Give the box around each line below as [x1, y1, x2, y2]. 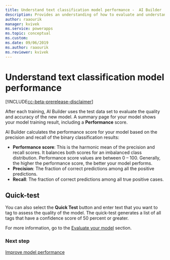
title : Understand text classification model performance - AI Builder [5, 7, 162, 13]
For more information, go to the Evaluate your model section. [5, 225, 132, 231]
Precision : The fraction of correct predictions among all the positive [12, 166, 154, 172]
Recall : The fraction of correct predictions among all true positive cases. [12, 176, 164, 182]
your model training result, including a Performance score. [5, 119, 128, 125]
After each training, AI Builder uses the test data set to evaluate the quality [5, 109, 160, 115]
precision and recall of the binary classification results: [5, 134, 119, 140]
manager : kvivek [5, 21, 39, 27]
